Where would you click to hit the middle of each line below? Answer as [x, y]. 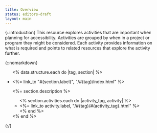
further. [13, 53]
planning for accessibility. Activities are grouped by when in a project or [78, 38]
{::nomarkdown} [22, 63]
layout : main [18, 19]
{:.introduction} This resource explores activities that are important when [78, 33]
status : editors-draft [28, 14]
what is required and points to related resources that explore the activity [78, 48]
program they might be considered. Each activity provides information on [79, 43]
